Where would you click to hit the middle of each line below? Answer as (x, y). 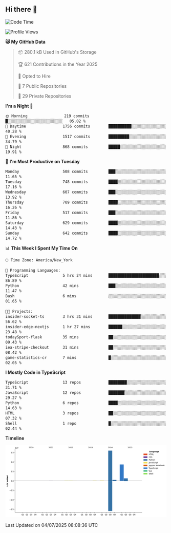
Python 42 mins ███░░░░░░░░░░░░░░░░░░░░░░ (86, 285)
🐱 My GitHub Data (26, 42)
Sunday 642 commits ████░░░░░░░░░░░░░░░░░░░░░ (86, 233)
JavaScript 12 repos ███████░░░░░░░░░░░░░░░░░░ (86, 393)
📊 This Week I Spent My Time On (41, 248)
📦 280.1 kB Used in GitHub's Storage (57, 52)
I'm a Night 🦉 (19, 106)
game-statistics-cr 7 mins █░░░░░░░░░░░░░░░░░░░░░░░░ (86, 357)
